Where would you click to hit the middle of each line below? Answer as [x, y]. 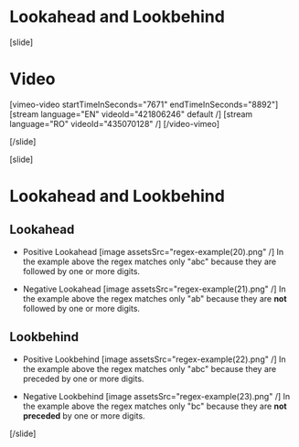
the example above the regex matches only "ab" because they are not [155, 298]
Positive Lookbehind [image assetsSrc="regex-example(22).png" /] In [154, 359]
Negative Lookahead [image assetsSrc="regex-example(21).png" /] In [154, 289]
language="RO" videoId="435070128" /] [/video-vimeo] [115, 123]
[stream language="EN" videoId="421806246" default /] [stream [131, 114]
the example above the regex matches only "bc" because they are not [155, 406]
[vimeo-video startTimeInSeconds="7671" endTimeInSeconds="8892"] [144, 104]
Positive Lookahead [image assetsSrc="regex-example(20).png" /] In [153, 251]
